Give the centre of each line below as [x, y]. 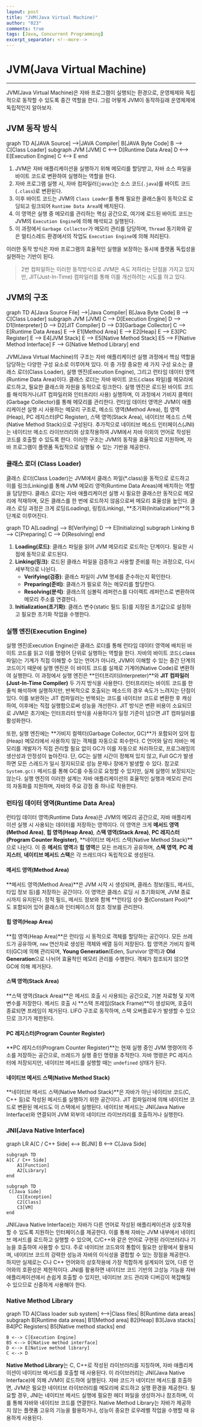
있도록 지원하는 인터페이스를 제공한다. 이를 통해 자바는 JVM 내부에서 [99, 1232]
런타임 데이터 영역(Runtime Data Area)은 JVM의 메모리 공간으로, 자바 [88, 817]
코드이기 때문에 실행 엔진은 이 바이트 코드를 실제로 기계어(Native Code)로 [93, 668]
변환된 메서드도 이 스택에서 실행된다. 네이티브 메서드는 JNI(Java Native [101, 1107]
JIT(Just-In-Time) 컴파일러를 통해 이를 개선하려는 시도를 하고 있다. [108, 277]
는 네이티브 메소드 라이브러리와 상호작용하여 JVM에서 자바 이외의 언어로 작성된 [99, 432]
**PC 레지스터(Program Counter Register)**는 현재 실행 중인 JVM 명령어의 [97, 1048]
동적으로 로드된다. [47, 554]
